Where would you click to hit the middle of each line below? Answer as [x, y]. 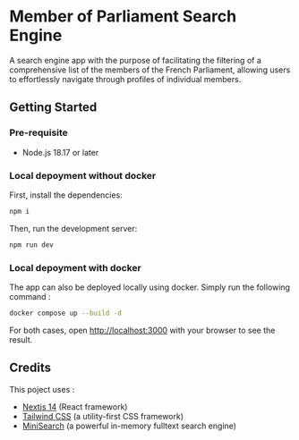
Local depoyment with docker [75, 267]
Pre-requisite [39, 133]
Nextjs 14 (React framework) [75, 406]
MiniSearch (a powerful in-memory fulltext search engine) [129, 426]
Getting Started [53, 108]
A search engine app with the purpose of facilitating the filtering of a [136, 60]
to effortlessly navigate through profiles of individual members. [125, 79]
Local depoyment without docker [83, 175]
